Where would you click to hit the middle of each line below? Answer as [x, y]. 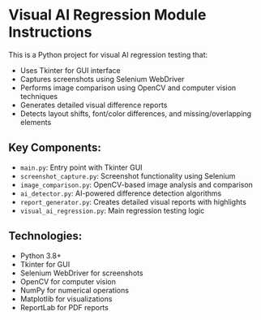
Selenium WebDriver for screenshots [81, 273]
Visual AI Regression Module [107, 15]
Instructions [50, 32]
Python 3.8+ [41, 255]
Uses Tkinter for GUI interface [70, 70]
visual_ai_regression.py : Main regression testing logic [112, 210]
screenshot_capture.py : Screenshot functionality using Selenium [128, 175]
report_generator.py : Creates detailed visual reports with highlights [133, 201]
